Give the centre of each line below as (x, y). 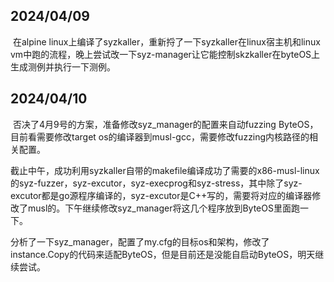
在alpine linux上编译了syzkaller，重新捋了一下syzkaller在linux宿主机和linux (166, 41)
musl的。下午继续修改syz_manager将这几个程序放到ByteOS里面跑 (163, 208)
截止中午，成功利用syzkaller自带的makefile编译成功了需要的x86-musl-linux (165, 170)
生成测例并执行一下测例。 (63, 66)
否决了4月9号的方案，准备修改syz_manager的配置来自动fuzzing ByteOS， (165, 124)
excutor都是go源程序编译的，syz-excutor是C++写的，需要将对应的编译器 (161, 195)
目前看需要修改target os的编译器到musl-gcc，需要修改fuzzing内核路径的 (160, 136)
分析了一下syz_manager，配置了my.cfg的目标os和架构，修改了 (140, 241)
